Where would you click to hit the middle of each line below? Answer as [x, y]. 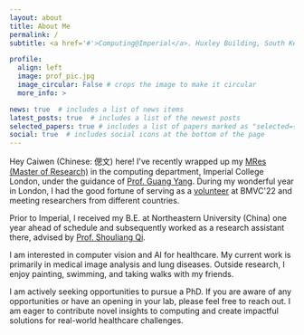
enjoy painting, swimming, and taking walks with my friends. [122, 274]
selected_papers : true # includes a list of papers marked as [129, 126]
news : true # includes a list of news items [96, 110]
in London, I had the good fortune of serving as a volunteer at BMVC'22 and [151, 191]
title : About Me [40, 26]
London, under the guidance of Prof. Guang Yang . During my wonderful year [152, 181]
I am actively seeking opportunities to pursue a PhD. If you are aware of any [151, 292]
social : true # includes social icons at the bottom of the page [137, 135]
